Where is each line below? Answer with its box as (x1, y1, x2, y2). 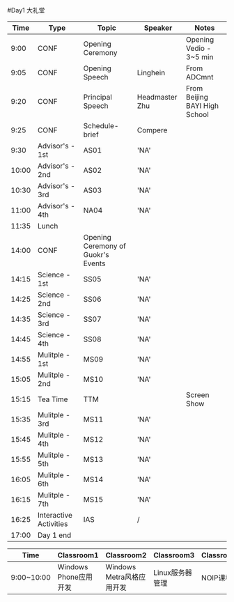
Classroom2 (105, 550, 147, 559)
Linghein (136, 68, 166, 77)
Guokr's (83, 250, 109, 259)
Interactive (37, 511, 73, 520)
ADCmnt (185, 72, 214, 82)
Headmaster (136, 93, 178, 102)
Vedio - (185, 44, 212, 53)
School (185, 110, 209, 119)
